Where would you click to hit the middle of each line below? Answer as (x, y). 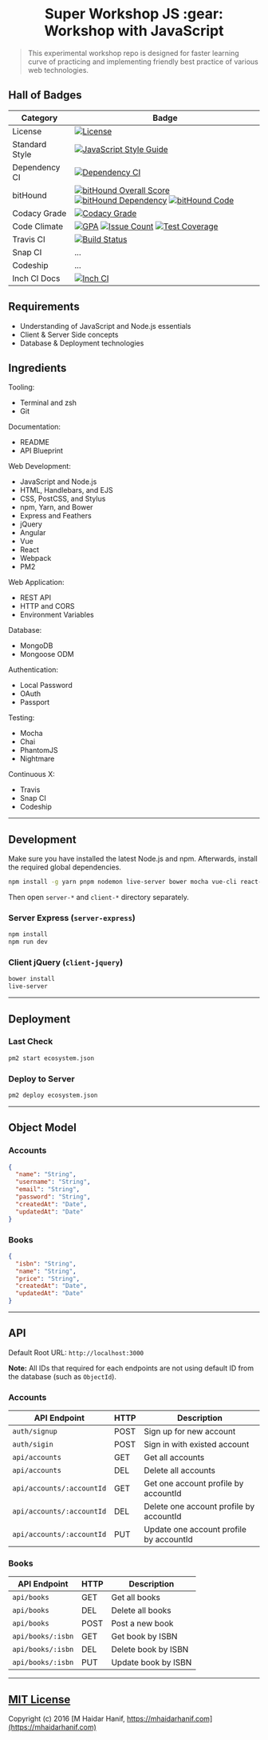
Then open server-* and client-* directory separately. (99, 898)
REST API (35, 598)
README (35, 442)
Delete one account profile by (199, 1506)
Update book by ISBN (152, 1662)
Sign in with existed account (196, 1445)
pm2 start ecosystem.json (51, 1058)
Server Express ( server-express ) (72, 918)
